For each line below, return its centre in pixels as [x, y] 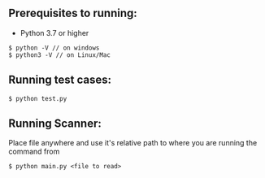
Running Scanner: [55, 124]
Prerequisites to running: [73, 13]
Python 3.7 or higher [54, 33]
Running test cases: [60, 80]
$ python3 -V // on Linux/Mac [60, 55]
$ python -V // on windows [54, 48]
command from [34, 152]
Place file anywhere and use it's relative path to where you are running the [133, 143]
